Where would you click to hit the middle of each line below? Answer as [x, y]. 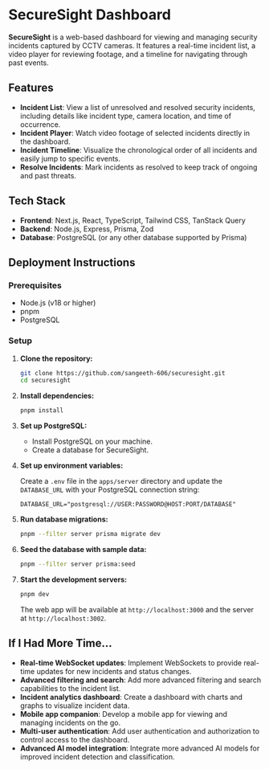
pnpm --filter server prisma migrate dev [90, 534]
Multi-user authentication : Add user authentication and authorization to [139, 731]
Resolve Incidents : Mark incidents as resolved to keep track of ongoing [139, 167]
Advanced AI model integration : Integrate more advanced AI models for [140, 748]
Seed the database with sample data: [83, 550]
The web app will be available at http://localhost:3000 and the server [137, 609]
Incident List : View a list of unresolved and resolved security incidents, [137, 107]
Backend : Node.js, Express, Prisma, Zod [87, 229]
